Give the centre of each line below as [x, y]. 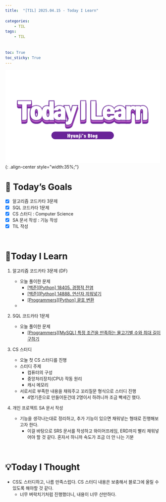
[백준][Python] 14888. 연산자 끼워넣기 [64, 294]
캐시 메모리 [38, 385]
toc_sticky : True [23, 58]
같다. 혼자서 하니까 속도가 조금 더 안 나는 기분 [90, 437]
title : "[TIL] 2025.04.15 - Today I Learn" [52, 10]
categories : [17, 21]
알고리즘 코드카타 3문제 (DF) [40, 271]
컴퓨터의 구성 [40, 372]
